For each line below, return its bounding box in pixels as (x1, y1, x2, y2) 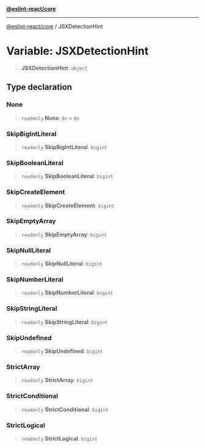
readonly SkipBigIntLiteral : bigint (21, 143, 108, 150)
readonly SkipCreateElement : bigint (21, 202, 115, 209)
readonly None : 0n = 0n (21, 114, 80, 122)
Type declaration (6, 82, 72, 92)
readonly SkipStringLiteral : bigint (21, 318, 108, 326)
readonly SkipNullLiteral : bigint (21, 260, 103, 268)
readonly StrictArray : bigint (21, 376, 93, 384)
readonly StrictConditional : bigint (21, 406, 109, 413)
